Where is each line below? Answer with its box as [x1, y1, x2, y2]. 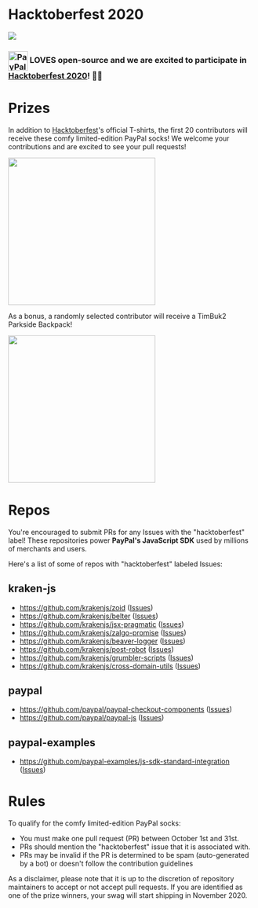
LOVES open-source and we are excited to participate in [29, 55, 247, 66]
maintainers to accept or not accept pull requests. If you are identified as [8, 882, 243, 892]
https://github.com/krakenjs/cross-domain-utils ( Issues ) [19, 661, 202, 671]
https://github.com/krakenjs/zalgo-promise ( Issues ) [19, 628, 187, 637]
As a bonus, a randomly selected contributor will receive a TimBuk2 [8, 311, 227, 320]
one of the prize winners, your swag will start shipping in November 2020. [8, 891, 248, 900]
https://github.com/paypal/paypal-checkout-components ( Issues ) [19, 705, 233, 714]
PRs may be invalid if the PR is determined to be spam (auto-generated [19, 851, 249, 860]
